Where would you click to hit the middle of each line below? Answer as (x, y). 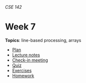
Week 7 (20, 27)
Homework (23, 76)
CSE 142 (13, 7)
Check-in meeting (30, 60)
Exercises (22, 70)
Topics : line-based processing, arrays (43, 40)
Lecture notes (26, 55)
